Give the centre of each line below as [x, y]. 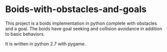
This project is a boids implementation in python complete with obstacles [81, 23]
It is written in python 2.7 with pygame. [45, 43]
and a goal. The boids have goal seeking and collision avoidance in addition [84, 28]
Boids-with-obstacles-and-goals [76, 9]
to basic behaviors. [25, 34]
